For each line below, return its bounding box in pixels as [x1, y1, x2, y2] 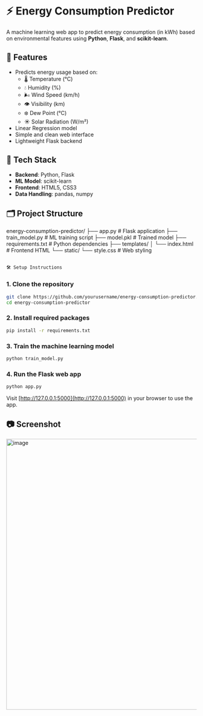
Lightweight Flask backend [14, 137, 83, 145]
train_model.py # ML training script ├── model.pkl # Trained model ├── [6, 234, 187, 241]
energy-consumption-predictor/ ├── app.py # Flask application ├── [6, 228, 178, 235]
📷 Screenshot [6, 419, 62, 430]
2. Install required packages [6, 314, 90, 322]
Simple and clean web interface [14, 131, 94, 138]
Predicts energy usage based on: [14, 68, 98, 76]
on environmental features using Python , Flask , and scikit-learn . [6, 34, 169, 42]
